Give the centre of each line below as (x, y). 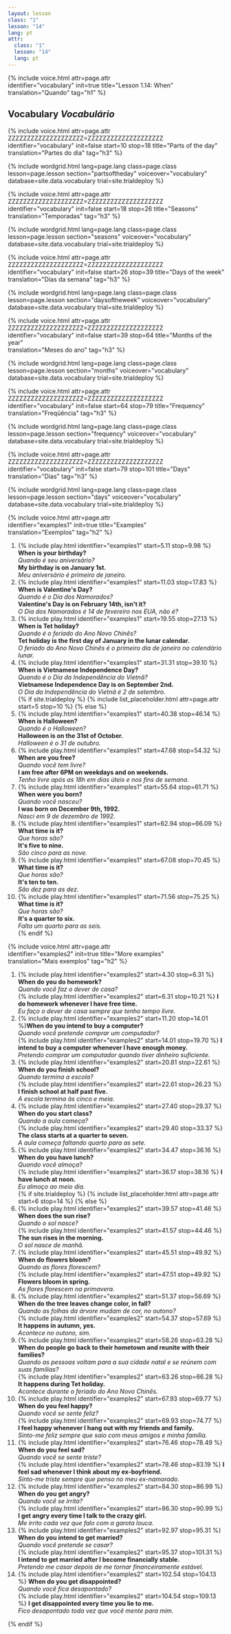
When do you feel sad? (51, 1450)
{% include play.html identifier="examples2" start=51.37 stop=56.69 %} (119, 1296)
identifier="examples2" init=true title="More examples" (86, 953)
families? (31, 1355)
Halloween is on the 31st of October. (70, 735)
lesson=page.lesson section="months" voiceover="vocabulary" (98, 370)
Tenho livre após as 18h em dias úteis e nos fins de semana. (103, 779)
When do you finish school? (58, 1069)
